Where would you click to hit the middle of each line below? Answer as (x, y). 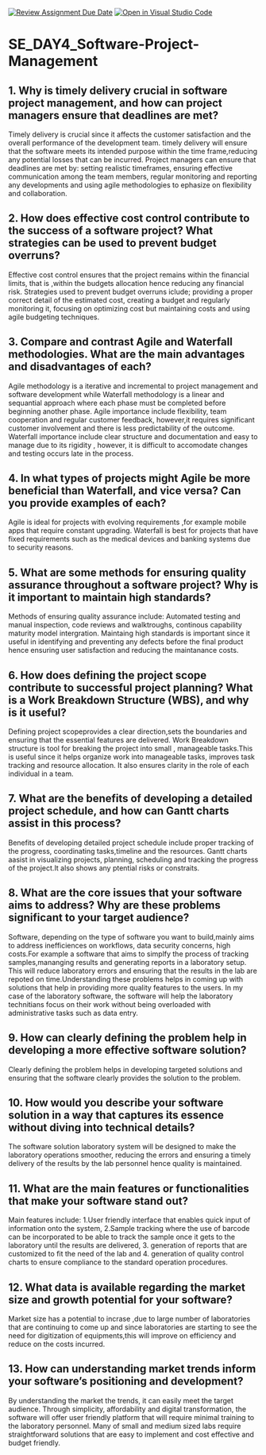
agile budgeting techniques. (54, 317)
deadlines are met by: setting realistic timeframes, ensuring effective (120, 168)
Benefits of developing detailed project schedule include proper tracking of (131, 843)
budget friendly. (35, 1442)
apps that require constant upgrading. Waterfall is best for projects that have (133, 531)
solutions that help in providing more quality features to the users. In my (126, 987)
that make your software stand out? (98, 1200)
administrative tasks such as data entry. (73, 1013)
